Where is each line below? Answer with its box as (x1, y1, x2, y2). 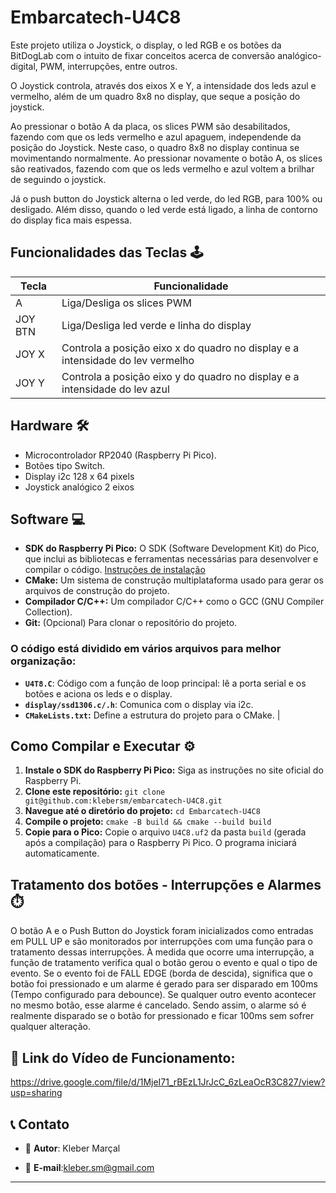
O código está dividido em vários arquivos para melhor (10, 642, 282, 656)
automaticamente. (24, 847, 100, 860)
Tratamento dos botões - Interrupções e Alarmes (10, 876, 322, 893)
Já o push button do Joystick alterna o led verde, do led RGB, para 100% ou (10, 192, 323, 205)
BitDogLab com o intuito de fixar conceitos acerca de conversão (10, 49, 276, 61)
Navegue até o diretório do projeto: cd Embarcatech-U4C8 (24, 805, 261, 817)
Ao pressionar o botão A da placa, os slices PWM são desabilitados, (10, 120, 291, 132)
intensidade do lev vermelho (61, 353, 195, 367)
